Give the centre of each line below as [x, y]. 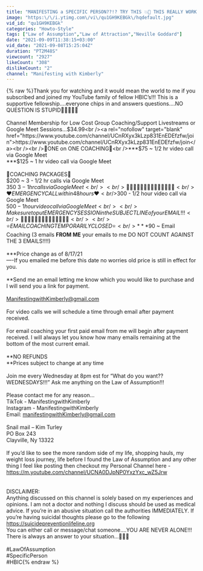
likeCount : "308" [28, 62]
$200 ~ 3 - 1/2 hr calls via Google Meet [55, 181]
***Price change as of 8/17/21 [44, 254]
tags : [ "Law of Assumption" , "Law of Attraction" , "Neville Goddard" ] [94, 34]
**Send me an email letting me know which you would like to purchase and [100, 280]
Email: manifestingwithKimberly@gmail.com [61, 415]
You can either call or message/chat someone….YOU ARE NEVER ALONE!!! [99, 530]
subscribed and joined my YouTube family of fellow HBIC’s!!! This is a [92, 97]
